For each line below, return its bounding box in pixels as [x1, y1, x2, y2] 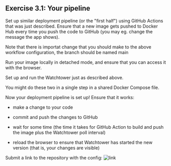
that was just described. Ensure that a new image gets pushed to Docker [5, 23, 158, 29]
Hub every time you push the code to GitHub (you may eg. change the [5, 28, 153, 35]
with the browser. [5, 64, 42, 70]
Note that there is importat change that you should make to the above [5, 43, 152, 50]
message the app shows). [5, 34, 60, 40]
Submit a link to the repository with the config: [5, 154, 103, 160]
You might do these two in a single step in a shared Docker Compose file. [5, 84, 160, 90]
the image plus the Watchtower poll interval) [12, 129, 106, 135]
